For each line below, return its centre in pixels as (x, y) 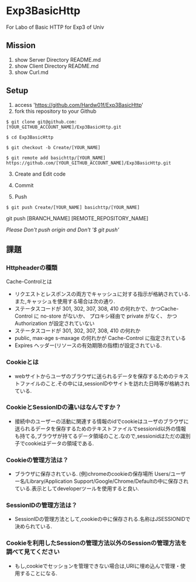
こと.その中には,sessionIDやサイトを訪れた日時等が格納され (118, 383)
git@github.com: (57, 122)
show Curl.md (31, 72)
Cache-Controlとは (29, 282)
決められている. (33, 526)
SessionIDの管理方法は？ (42, 505)
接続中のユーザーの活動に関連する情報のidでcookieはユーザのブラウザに (102, 421)
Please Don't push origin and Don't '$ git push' (63, 230)
